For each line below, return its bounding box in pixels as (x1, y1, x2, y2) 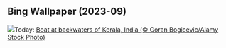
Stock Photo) (7, 32, 45, 41)
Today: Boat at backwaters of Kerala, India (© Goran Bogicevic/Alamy (14, 25, 219, 34)
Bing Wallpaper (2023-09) (7, 6, 127, 18)
